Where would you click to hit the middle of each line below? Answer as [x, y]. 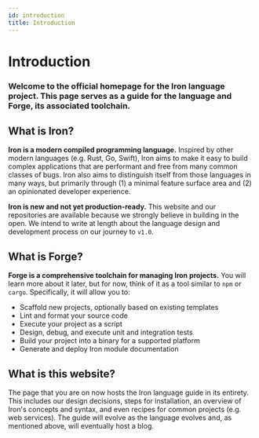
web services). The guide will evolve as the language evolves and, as [120, 418]
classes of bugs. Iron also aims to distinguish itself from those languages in [129, 175]
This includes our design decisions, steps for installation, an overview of [125, 401]
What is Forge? [46, 256]
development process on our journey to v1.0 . [81, 232]
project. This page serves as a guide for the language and [120, 96]
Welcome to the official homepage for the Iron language [117, 86]
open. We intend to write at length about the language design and [114, 224]
